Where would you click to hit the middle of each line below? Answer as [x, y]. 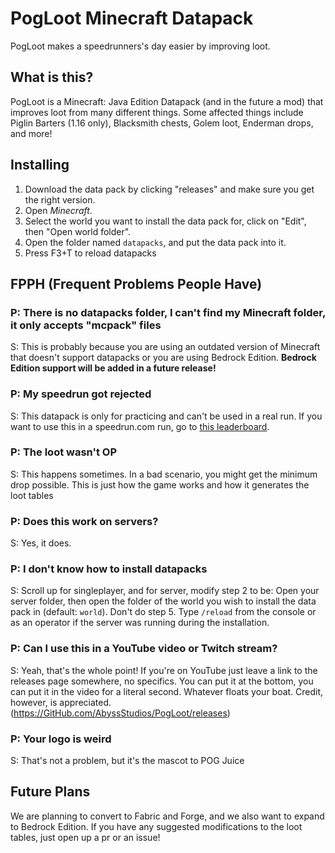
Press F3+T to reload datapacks [90, 253]
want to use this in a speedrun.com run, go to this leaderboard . [140, 426]
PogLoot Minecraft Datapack [132, 18]
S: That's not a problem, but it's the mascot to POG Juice [127, 761]
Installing [40, 165]
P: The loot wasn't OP [64, 452]
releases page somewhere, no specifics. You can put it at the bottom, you [162, 681]
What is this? [52, 77]
